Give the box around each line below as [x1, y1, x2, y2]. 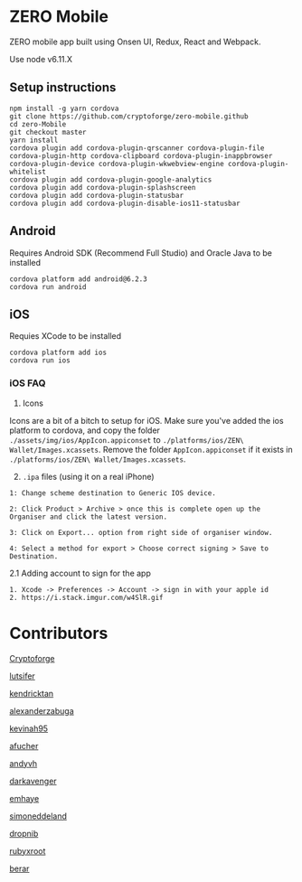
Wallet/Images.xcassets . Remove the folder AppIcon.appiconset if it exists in [9, 444, 293, 455]
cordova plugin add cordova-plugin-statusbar [9, 191, 184, 200]
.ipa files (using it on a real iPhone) [22, 471, 156, 482]
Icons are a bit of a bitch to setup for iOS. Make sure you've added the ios [9, 415, 284, 426]
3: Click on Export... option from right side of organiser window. [9, 528, 273, 537]
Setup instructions [9, 80, 117, 96]
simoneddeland [9, 811, 68, 821]
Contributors [9, 623, 109, 643]
